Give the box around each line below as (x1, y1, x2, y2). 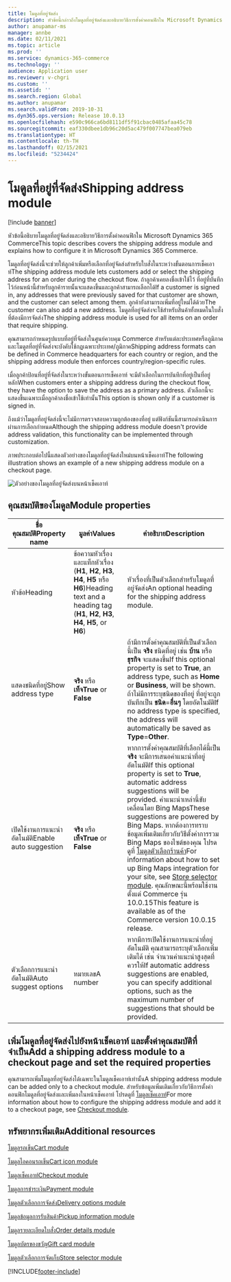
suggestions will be (127, 786, 189, 795)
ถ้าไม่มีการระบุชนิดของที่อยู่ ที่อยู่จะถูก (127, 689, 221, 698)
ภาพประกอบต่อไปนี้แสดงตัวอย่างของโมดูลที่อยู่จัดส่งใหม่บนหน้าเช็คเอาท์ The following (8, 451, 204, 459)
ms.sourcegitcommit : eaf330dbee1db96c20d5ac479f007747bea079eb (8, 125, 193, 132)
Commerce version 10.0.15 (127, 915, 217, 925)
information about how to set (127, 854, 220, 864)
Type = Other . (127, 731, 170, 741)
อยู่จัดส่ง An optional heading (127, 583, 212, 593)
